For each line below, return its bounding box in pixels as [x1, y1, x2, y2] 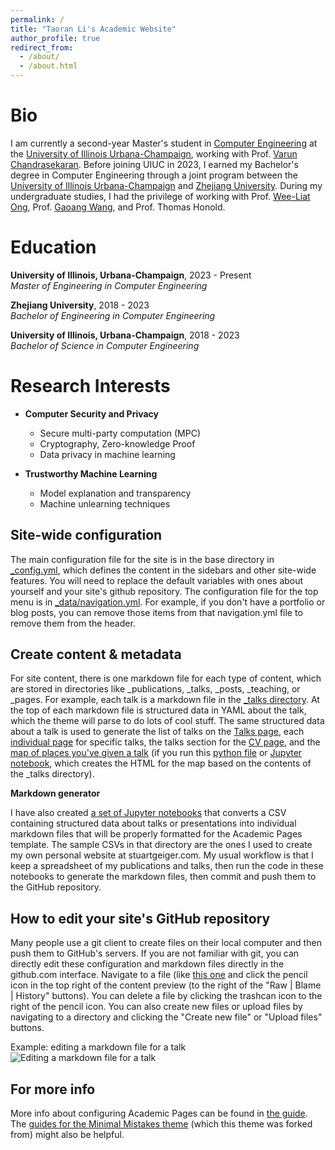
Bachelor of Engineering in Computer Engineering [10, 309, 216, 321]
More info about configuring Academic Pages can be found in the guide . [10, 1107, 308, 1120]
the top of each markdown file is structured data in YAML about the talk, [10, 704, 307, 716]
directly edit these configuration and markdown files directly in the [10, 958, 285, 970]
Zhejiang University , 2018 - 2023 [10, 299, 150, 311]
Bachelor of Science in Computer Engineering [10, 339, 200, 351]
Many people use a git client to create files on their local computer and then [10, 937, 322, 949]
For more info [10, 1081, 96, 1098]
